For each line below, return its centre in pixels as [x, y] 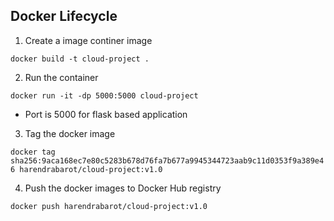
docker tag [33, 152]
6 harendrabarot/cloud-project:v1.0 [86, 169]
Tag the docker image [70, 133]
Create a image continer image [88, 40]
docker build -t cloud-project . [80, 59]
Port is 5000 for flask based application [106, 114]
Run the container [61, 77]
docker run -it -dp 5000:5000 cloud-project [104, 95]
